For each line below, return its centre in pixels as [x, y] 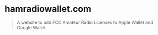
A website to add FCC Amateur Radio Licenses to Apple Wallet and [85, 22]
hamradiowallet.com [48, 9]
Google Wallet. [32, 27]
